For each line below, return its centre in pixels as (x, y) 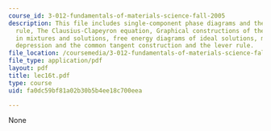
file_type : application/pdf (56, 61)
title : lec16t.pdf (39, 76)
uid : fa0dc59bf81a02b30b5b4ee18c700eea (75, 90)
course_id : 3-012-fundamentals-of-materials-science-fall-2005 (117, 16)
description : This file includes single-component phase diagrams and (129, 23)
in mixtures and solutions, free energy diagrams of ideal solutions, (137, 38)
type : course (30, 83)
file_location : (34, 53)
